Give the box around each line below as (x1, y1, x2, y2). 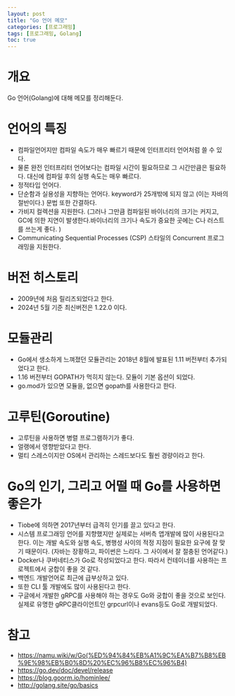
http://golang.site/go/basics (17, 681, 99, 689)
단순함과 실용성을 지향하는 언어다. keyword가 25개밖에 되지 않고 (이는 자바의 (17, 189, 229, 198)
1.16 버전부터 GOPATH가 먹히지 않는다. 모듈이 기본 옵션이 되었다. (17, 373, 196, 381)
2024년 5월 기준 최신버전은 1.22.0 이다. (17, 303, 127, 311)
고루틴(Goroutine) (7, 409, 110, 425)
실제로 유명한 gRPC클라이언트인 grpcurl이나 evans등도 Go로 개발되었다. (17, 599, 218, 608)
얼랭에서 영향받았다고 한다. (17, 442, 91, 451)
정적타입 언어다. (17, 181, 61, 189)
